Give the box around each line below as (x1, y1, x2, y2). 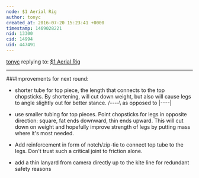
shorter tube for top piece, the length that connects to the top (14, 87, 165, 94)
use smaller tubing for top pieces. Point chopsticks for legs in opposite (14, 110, 188, 117)
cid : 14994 (6, 36, 33, 42)
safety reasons (14, 165, 52, 172)
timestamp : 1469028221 (6, 25, 62, 31)
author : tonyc (6, 14, 41, 20)
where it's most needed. (14, 129, 74, 136)
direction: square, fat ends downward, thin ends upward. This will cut (14, 117, 184, 124)
